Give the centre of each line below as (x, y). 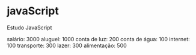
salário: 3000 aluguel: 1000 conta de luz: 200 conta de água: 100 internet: (98, 39)
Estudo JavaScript (29, 27)
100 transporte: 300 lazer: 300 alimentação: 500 (67, 45)
